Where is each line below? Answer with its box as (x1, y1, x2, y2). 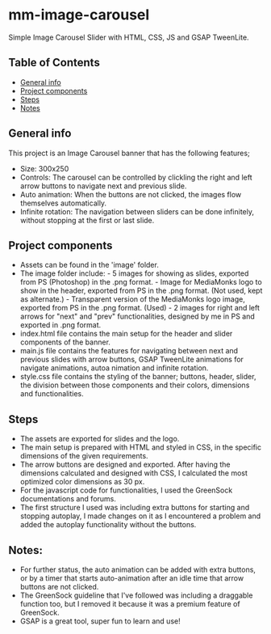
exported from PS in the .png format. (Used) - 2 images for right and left (19, 303, 260, 313)
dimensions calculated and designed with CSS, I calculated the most (19, 468, 248, 478)
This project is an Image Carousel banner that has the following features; (8, 148, 250, 158)
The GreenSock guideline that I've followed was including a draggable (19, 590, 253, 600)
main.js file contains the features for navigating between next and (19, 346, 239, 356)
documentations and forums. (19, 494, 117, 504)
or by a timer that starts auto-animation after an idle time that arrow (19, 573, 244, 583)
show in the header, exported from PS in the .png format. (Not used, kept (19, 285, 263, 296)
